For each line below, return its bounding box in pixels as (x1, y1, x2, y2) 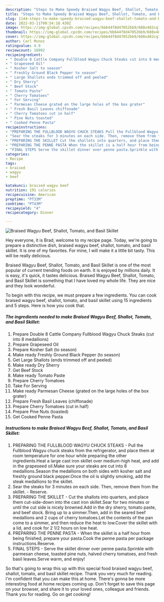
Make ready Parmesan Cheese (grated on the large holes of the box (12, 388, 149, 394)
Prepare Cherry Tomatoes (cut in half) (12, 404, 89, 409)
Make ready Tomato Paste (12, 372, 65, 378)
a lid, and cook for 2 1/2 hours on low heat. (12, 525, 99, 531)
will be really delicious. (5, 253, 52, 259)
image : (5, 25, 19, 30)
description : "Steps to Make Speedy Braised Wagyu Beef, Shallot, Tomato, (5, 7, 161, 12)
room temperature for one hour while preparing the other (12, 453, 127, 459)
